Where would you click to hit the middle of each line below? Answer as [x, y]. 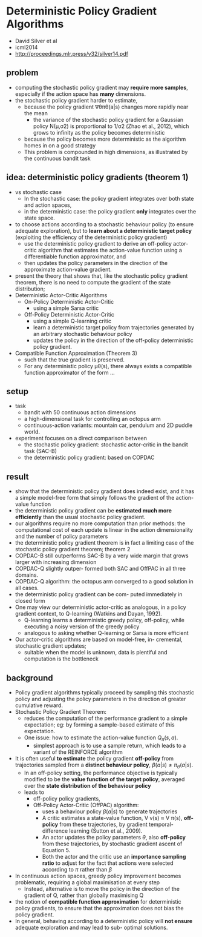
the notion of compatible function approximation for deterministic [98, 901]
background [30, 678]
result [18, 476]
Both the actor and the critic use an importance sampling [114, 856]
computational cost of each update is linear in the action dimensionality [104, 530]
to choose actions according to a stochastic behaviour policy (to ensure [104, 224]
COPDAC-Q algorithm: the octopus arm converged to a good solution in [104, 582]
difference [55, 831]
